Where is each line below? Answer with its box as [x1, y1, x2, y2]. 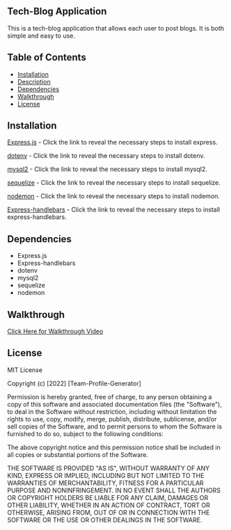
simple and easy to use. [7, 31, 75, 40]
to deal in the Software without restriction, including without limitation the [7, 407, 217, 416]
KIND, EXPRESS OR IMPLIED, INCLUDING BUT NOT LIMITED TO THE [7, 471, 205, 479]
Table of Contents [7, 51, 87, 63]
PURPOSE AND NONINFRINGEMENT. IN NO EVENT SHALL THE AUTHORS [7, 486, 221, 495]
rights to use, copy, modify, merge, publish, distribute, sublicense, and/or [7, 415, 217, 423]
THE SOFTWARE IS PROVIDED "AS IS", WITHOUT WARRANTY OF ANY [7, 464, 210, 472]
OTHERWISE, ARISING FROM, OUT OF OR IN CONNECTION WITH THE [7, 508, 210, 517]
